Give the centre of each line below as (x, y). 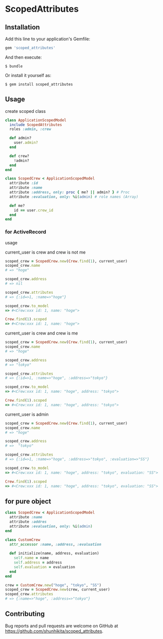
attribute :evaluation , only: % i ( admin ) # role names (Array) (74, 197)
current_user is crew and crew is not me (45, 252)
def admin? (20, 138)
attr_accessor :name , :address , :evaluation (55, 544)
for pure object (28, 501)
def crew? (19, 156)
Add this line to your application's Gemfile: (48, 39)
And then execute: (23, 57)
